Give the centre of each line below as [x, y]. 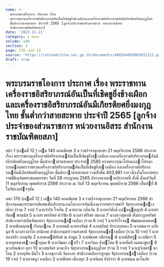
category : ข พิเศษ [22, 37]
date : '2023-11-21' [25, 32]
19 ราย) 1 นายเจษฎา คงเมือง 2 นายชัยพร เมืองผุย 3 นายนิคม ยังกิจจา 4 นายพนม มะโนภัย [77, 259]
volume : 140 [18, 41]
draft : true [18, 59]
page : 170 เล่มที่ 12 [23, 50]
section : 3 [17, 46]
